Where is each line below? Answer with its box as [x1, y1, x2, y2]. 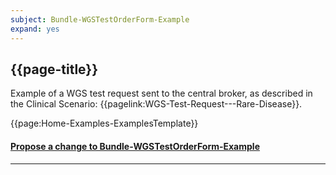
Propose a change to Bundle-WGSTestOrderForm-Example [10, 140, 260, 152]
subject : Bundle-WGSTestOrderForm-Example [10, 14, 190, 25]
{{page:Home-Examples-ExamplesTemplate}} [10, 117, 199, 130]
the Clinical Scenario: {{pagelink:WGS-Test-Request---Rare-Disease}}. [10, 98, 303, 110]
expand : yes [10, 24, 60, 34]
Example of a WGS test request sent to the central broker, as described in [10, 87, 313, 100]
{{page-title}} [10, 61, 99, 78]
